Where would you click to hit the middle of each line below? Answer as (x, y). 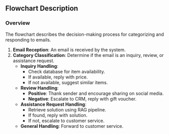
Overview (18, 23)
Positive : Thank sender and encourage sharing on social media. (96, 93)
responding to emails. (28, 40)
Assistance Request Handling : (53, 104)
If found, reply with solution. (58, 115)
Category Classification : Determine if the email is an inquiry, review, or (88, 55)
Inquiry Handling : (39, 66)
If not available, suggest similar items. (68, 82)
